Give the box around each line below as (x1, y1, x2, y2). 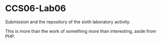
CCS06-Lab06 (5, 3, 66, 14)
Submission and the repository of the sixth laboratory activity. (5, 19, 131, 25)
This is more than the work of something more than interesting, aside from (5, 28, 157, 34)
